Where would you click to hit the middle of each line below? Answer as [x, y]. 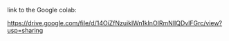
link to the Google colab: [42, 10]
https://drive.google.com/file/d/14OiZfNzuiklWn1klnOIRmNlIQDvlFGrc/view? [115, 23]
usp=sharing [25, 30]
